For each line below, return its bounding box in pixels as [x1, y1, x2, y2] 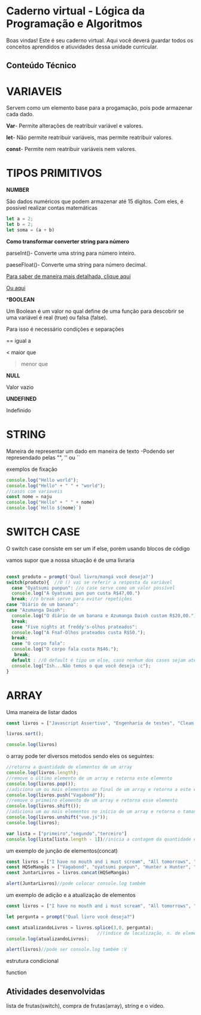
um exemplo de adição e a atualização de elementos [6, 892, 136, 899]
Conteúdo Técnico [6, 61, 77, 71]
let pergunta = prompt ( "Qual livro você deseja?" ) [6, 914, 135, 920]
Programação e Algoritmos [6, 17, 143, 31]
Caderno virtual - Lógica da [6, 4, 145, 18]
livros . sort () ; [6, 731, 44, 737]
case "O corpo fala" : [11, 641, 66, 647]
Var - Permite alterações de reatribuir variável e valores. [6, 122, 144, 129]
